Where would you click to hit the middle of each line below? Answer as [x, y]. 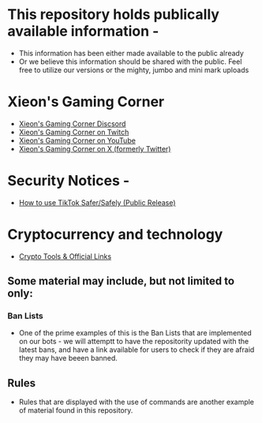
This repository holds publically [114, 15]
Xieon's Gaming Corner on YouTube [77, 140]
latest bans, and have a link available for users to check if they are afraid [137, 350]
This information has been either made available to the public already [131, 53]
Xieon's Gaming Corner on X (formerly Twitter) [95, 148]
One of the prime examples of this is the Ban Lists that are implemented [135, 333]
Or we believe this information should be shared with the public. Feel [130, 62]
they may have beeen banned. [68, 358]
